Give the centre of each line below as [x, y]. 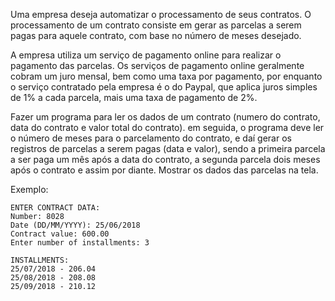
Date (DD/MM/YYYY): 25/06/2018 [75, 225]
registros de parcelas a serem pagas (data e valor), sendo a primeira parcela [168, 148]
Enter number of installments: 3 [80, 243]
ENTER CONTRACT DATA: [55, 208]
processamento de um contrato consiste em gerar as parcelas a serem [156, 25]
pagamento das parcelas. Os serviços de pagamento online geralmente [157, 65]
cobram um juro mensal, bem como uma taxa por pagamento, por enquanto [166, 76]
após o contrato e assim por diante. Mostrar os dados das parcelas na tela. [164, 170]
